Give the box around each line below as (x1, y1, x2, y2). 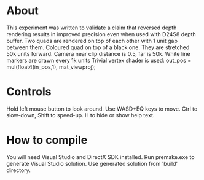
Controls (6, 85, 52, 99)
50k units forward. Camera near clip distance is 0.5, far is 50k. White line (6, 50, 190, 57)
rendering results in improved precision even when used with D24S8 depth (6, 30, 196, 37)
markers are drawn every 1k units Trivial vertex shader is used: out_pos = (6, 57, 192, 64)
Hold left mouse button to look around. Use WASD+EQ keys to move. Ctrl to (6, 105, 198, 112)
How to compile (6, 133, 88, 147)
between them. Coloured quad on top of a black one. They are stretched (6, 44, 190, 51)
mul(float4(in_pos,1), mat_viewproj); (6, 63, 96, 71)
